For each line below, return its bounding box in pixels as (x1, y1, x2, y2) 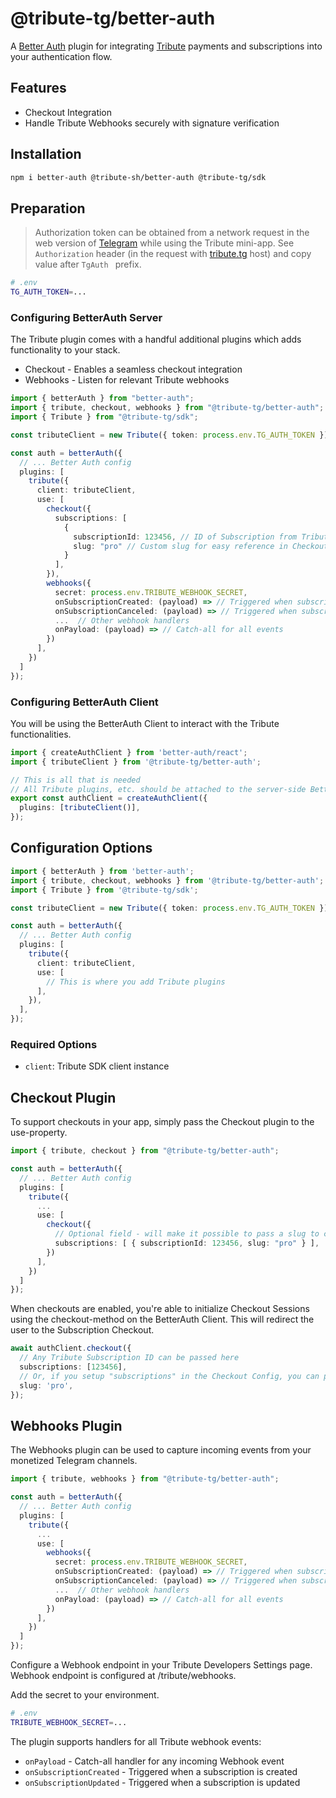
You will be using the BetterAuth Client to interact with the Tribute (10, 717, 280, 729)
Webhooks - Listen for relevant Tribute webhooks (24, 374, 230, 386)
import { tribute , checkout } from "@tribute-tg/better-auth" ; (10, 1146, 280, 1156)
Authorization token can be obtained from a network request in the (34, 227, 310, 239)
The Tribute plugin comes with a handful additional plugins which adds (10, 333, 302, 346)
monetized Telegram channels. (10, 1455, 138, 1467)
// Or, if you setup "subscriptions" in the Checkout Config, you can (19, 1371, 320, 1381)
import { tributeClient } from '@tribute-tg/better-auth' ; (10, 757, 262, 767)
